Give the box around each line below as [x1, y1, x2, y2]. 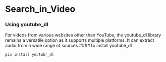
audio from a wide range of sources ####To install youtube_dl [5, 43, 132, 49]
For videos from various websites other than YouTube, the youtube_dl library [5, 32, 161, 38]
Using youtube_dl [5, 21, 49, 28]
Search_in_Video [5, 3, 76, 15]
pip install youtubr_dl [5, 52, 55, 57]
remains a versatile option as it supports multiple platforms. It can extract [5, 37, 155, 43]
